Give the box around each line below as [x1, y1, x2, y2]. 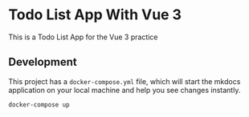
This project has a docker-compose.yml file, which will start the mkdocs [8, 76, 241, 86]
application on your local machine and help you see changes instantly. [8, 85, 241, 95]
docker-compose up [8, 100, 70, 109]
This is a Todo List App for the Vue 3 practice [8, 32, 158, 42]
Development [8, 55, 78, 69]
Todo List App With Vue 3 [8, 6, 182, 24]
